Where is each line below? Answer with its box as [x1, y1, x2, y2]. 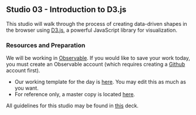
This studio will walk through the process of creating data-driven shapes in [6, 20, 188, 27]
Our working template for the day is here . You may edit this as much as [14, 79, 187, 86]
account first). [6, 67, 40, 74]
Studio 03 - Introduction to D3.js [6, 5, 127, 15]
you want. [14, 84, 39, 92]
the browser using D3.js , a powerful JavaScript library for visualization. [6, 26, 178, 33]
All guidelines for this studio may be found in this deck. [6, 102, 139, 109]
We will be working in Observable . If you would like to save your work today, [6, 55, 191, 62]
